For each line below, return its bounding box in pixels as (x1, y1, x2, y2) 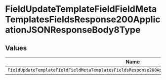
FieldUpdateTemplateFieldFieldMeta (5, 3, 157, 15)
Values (5, 44, 27, 52)
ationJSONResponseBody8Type (5, 25, 141, 35)
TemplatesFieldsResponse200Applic (5, 14, 161, 25)
